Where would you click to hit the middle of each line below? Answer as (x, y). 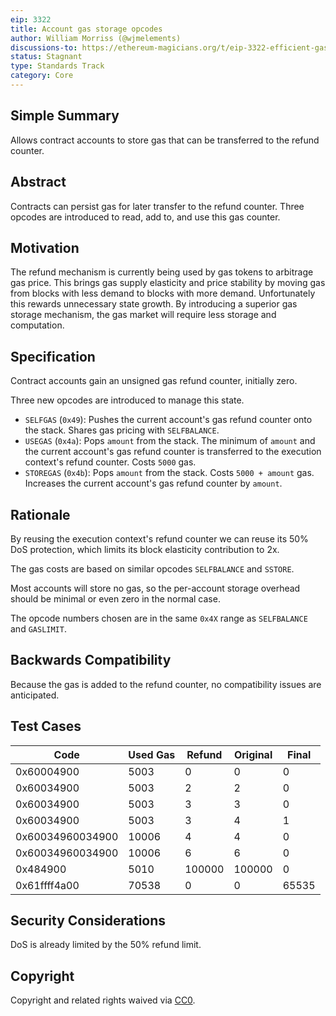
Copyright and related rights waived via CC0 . (103, 1000)
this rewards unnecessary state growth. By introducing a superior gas (154, 304)
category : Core (42, 76)
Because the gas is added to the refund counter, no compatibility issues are (166, 684)
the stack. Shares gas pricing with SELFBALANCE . (122, 430)
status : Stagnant (46, 57)
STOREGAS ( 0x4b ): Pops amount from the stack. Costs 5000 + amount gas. (169, 473)
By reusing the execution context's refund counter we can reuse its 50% (159, 538)
